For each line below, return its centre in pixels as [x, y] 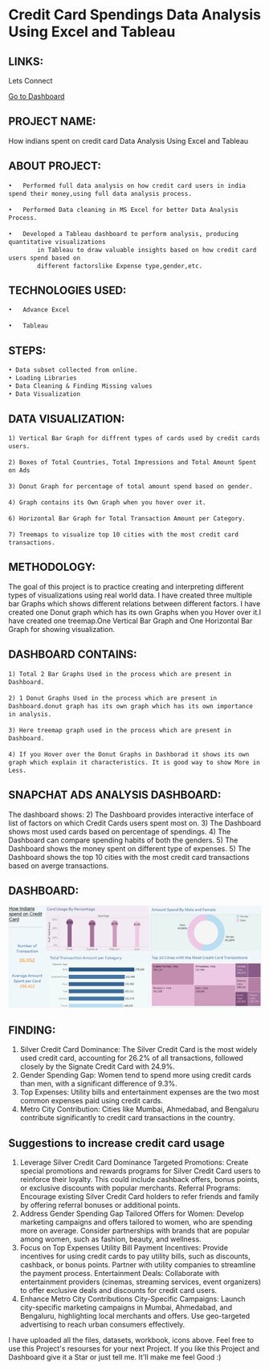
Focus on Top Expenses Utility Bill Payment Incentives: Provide [124, 1248]
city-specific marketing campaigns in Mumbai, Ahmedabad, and [126, 1307]
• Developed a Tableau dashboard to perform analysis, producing [124, 234]
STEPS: [27, 351]
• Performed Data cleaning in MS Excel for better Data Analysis [124, 210]
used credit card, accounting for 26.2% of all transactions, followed [131, 1058]
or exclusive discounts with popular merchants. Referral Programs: [130, 1188]
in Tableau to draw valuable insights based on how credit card [147, 250]
